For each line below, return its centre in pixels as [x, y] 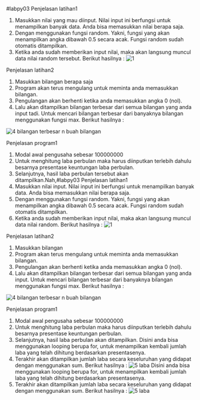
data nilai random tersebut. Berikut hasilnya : [70, 58]
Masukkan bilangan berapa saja [54, 81]
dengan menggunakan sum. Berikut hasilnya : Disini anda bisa [102, 365]
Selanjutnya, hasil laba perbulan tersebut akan [72, 174]
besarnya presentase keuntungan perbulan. [69, 334]
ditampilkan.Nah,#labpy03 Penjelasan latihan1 [71, 180]
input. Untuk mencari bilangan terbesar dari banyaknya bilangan [94, 280]
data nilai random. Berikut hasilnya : [59, 225]
